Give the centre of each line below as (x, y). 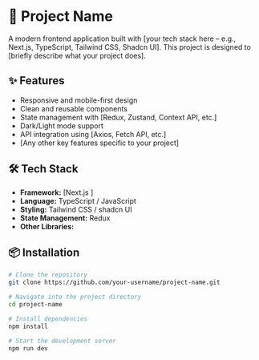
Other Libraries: (47, 226)
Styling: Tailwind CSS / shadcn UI (76, 209)
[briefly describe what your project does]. (77, 55)
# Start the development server (62, 341)
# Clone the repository (48, 275)
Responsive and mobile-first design (79, 100)
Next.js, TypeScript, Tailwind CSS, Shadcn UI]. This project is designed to (129, 47)
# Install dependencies (48, 319)
